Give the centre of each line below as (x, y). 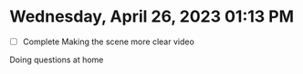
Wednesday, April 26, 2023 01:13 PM (152, 17)
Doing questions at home (57, 60)
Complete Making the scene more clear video (108, 42)
